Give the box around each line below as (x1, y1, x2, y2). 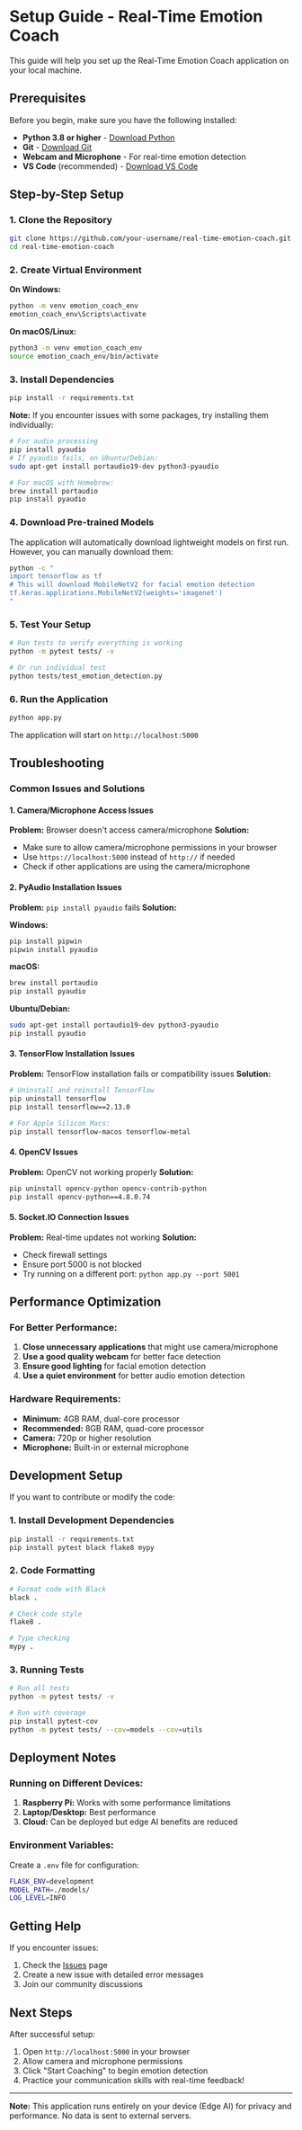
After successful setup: (9, 2028, 96, 2039)
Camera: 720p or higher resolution (22, 1432, 152, 1443)
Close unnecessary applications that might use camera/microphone (22, 1341, 279, 1352)
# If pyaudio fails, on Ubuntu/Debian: (9, 453, 159, 462)
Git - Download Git (22, 141, 93, 152)
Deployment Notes (9, 1751, 117, 1766)
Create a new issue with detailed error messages (22, 1969, 204, 1980)
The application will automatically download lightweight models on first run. (9, 537, 289, 548)
